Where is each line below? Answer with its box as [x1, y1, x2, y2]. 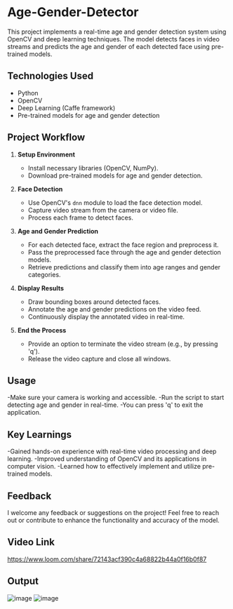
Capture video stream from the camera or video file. [27, 206, 179, 214]
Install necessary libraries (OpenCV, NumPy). [27, 163, 159, 172]
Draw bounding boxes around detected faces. [27, 297, 161, 306]
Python [17, 88, 39, 97]
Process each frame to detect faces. [27, 213, 133, 222]
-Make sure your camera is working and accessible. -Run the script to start [7, 394, 225, 402]
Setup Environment [17, 150, 76, 159]
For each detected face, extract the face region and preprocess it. [27, 240, 219, 249]
